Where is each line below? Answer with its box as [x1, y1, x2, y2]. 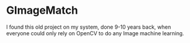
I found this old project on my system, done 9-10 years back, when [6, 23, 171, 30]
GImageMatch [6, 4, 79, 17]
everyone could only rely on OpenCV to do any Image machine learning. [6, 29, 185, 36]
